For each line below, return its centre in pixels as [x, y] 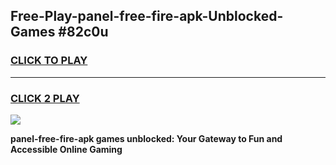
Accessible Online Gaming [66, 149]
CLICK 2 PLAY [45, 98]
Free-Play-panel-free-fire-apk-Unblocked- [147, 16]
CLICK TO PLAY [49, 61]
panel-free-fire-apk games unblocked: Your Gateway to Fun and [146, 138]
